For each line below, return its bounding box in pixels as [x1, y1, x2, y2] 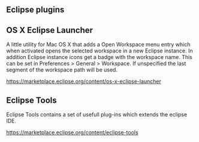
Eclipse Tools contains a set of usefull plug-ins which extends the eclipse [6, 111, 188, 118]
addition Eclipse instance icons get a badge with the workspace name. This [6, 54, 193, 61]
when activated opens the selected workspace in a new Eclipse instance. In [6, 47, 193, 54]
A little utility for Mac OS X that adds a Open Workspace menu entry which [6, 41, 191, 48]
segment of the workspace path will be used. [6, 66, 118, 73]
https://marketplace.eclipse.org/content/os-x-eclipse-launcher [6, 78, 162, 85]
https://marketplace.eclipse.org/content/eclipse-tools [6, 129, 139, 136]
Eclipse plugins [6, 5, 65, 15]
